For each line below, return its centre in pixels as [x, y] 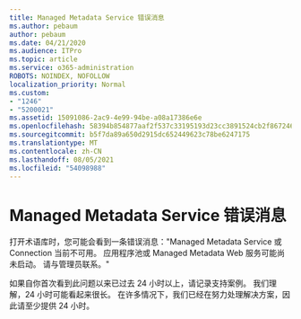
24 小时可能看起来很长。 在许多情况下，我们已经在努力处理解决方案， [154, 295]
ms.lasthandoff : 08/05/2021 [62, 159]
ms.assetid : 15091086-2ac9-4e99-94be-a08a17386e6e [106, 118]
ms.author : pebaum [43, 26]
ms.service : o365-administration [72, 68]
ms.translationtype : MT [54, 143]
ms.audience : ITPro [46, 51]
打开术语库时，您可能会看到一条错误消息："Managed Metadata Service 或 [146, 242]
